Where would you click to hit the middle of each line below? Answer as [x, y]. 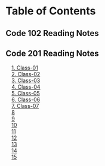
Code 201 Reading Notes [52, 53]
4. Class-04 [26, 87]
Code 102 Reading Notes [52, 33]
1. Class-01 [24, 68]
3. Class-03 [26, 81]
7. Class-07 [25, 106]
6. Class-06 [26, 99]
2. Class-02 [26, 74]
